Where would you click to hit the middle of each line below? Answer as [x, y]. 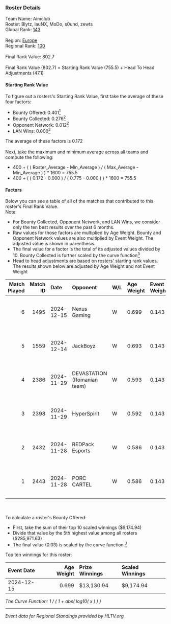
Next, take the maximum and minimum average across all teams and [77, 152]
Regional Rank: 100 [25, 46]
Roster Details [23, 8]
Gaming [81, 315]
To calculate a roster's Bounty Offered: [46, 517]
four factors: [18, 102]
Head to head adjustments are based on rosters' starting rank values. [85, 261]
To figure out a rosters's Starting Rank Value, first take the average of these [84, 96]
